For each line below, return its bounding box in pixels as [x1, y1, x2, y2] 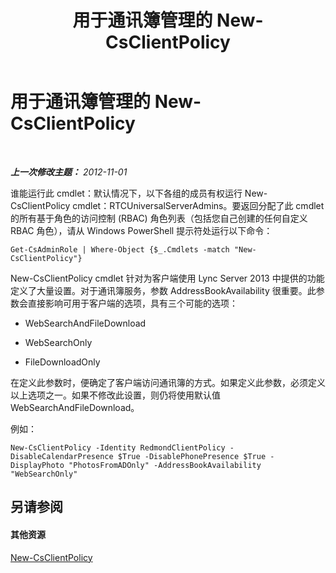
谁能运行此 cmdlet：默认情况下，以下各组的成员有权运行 [10, 187, 243, 199]
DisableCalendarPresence [10, 451, 114, 461]
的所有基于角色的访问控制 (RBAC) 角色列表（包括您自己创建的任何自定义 [10, 212, 308, 224]
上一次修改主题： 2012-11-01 [10, 166, 128, 178]
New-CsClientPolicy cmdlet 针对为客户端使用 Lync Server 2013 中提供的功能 [10, 272, 325, 284]
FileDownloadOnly [24, 356, 101, 368]
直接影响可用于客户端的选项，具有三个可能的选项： [27, 297, 238, 309]
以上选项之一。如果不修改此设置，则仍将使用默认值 [10, 389, 221, 401]
